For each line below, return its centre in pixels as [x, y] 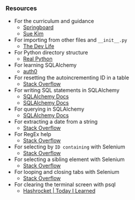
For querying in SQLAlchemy [49, 109]
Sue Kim [33, 34]
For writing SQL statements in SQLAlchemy [67, 91]
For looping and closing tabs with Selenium [67, 172]
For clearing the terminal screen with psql [65, 185]
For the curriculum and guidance [54, 21]
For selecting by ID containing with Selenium [70, 147]
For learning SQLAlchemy [45, 65]
